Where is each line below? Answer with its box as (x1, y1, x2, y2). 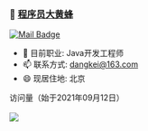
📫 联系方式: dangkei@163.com (22, 59, 138, 70)
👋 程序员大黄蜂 (9, 7, 74, 20)
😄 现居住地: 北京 (22, 73, 86, 84)
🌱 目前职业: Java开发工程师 (22, 48, 125, 59)
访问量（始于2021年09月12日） (9, 92, 125, 103)
